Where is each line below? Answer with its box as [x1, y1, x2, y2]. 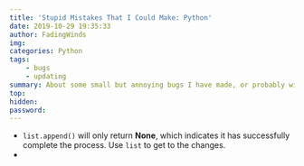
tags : [9, 55, 30, 64]
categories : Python [9, 47, 83, 56]
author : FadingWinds [9, 30, 88, 39]
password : [9, 106, 47, 115]
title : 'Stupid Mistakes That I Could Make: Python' [9, 13, 213, 23]
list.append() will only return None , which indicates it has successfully [22, 130, 290, 141]
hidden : [9, 97, 39, 106]
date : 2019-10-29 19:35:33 [9, 22, 111, 31]
